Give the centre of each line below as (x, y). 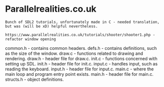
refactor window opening (31, 39)
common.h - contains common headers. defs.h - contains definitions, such (81, 48)
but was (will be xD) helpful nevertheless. (51, 26)
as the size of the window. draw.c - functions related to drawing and (74, 53)
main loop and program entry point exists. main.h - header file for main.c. (79, 74)
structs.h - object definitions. (34, 79)
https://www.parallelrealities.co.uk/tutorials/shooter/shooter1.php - (80, 35)
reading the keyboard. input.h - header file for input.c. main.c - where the (80, 69)
